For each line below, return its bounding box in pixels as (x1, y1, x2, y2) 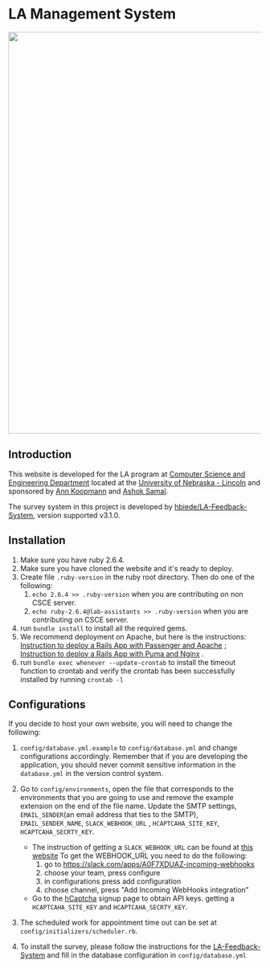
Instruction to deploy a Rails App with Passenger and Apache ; (19, 640, 227, 650)
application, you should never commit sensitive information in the (19, 760, 236, 770)
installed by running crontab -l (19, 674, 124, 684)
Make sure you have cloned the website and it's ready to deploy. (19, 563, 235, 573)
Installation (8, 533, 66, 547)
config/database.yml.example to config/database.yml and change (19, 743, 238, 753)
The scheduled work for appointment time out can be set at (19, 917, 217, 928)
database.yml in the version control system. (19, 769, 164, 778)
